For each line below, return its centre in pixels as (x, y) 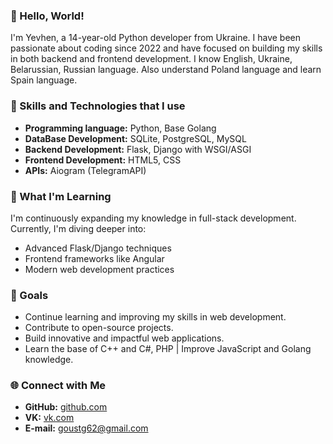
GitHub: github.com (66, 407)
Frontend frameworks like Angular (94, 258)
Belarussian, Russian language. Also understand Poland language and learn (166, 70)
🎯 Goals (29, 295)
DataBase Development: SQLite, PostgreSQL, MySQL (135, 138)
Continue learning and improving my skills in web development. (155, 317)
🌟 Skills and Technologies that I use (98, 106)
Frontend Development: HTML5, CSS (103, 160)
